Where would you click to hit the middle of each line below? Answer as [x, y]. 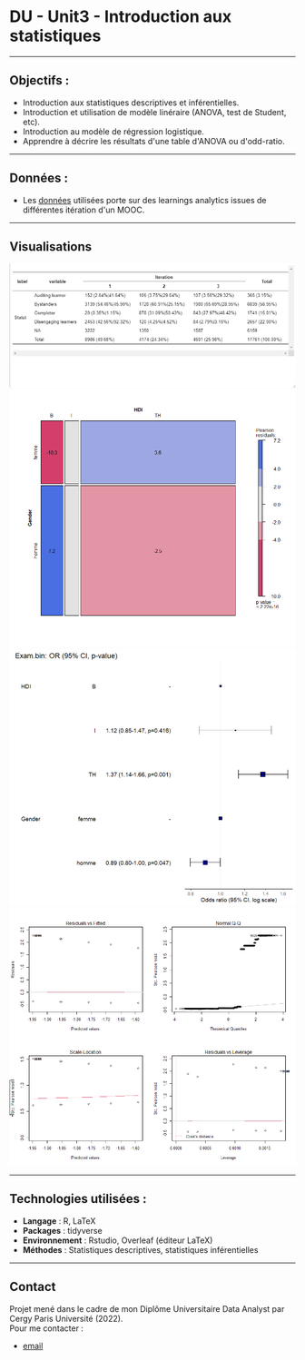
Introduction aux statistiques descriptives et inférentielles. [131, 103]
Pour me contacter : [47, 1328]
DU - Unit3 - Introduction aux [121, 17]
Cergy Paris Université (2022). [66, 1318]
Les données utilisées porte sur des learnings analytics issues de [144, 200]
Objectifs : [39, 80]
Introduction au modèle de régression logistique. [113, 131]
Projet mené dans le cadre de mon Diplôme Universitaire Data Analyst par [147, 1308]
